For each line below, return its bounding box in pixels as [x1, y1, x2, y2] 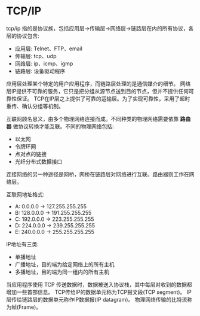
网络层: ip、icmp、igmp [14, 60, 73, 67]
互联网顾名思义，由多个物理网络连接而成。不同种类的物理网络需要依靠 [6, 115, 179, 122]
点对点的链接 [14, 150, 47, 157]
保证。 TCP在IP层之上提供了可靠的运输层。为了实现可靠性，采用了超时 [16, 95, 190, 102]
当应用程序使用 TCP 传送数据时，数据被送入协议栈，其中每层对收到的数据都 [6, 281, 192, 288]
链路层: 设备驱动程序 [14, 67, 66, 74]
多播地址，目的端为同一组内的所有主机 [14, 268, 109, 275]
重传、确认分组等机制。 [6, 102, 64, 110]
